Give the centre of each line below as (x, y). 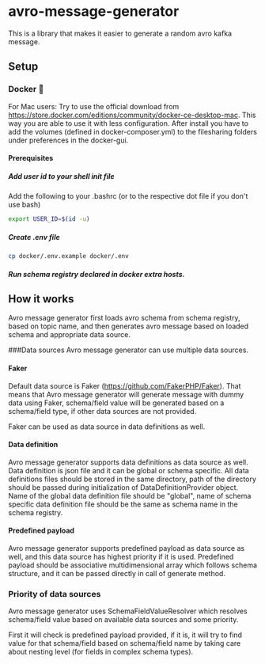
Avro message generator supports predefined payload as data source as (127, 548)
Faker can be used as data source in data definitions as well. (107, 427)
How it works (41, 299)
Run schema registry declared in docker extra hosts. (97, 274)
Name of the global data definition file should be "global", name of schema (130, 495)
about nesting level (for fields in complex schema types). (101, 652)
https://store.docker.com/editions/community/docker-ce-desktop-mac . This (132, 115)
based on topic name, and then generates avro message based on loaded (129, 326)
